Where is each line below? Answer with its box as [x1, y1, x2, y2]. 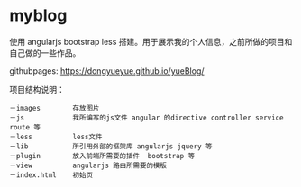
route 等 [9, 122, 41, 131]
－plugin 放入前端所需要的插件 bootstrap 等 [9, 151, 196, 160]
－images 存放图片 [9, 103, 100, 112]
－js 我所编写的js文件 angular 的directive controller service [9, 113, 284, 122]
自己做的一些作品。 [9, 47, 81, 58]
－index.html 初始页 [9, 170, 93, 180]
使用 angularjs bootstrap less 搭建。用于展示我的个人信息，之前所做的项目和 [9, 36, 293, 47]
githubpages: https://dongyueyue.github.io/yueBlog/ [9, 65, 205, 76]
